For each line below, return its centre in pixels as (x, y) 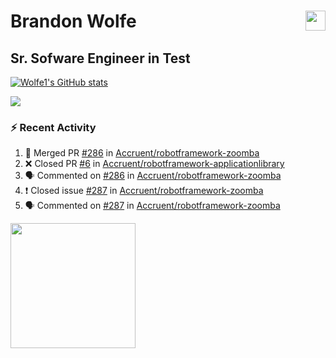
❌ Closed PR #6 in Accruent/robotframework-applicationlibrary (154, 164)
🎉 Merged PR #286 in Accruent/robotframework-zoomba (142, 153)
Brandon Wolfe (73, 21)
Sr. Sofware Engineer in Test (100, 58)
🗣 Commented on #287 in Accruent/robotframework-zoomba (152, 206)
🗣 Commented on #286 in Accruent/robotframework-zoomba (153, 176)
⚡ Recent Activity (53, 127)
